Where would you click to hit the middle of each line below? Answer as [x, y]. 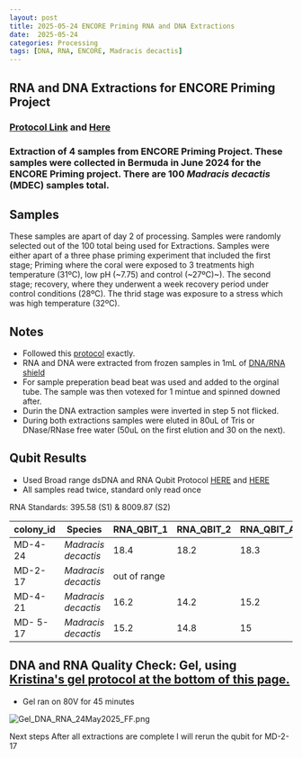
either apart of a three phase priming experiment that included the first [140, 256]
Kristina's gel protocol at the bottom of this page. [150, 680]
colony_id [35, 529]
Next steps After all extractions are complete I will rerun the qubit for [136, 736]
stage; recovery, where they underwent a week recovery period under [139, 284]
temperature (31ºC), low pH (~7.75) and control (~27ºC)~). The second [140, 275]
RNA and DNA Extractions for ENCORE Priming [142, 88]
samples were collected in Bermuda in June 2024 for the [135, 163]
